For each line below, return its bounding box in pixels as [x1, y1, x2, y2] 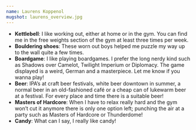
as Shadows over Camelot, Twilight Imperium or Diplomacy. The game [14, 61, 185, 68]
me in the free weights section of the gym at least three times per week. [14, 36, 189, 43]
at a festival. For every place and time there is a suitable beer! [14, 92, 164, 100]
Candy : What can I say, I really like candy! [14, 117, 116, 124]
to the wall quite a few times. [14, 49, 85, 56]
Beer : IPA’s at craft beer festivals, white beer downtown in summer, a [14, 80, 181, 87]
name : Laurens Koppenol [6, 8, 65, 15]
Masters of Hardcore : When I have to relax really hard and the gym [14, 98, 178, 105]
